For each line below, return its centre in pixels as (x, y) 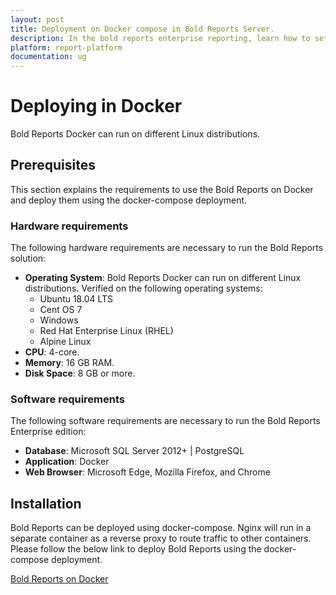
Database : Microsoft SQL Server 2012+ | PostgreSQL (134, 451)
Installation (46, 503)
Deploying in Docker (96, 106)
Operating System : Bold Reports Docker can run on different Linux (163, 278)
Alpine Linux (65, 342)
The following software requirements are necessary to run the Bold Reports (165, 421)
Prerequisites (53, 165)
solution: (28, 258)
